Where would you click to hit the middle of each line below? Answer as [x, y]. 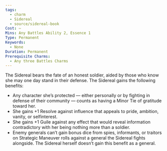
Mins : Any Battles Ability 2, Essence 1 [48, 33]
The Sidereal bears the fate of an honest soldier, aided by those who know [82, 75]
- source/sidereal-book [34, 24]
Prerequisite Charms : [28, 56]
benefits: [14, 86]
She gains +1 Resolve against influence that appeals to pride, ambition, [86, 111]
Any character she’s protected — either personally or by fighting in [81, 95]
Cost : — [13, 28]
